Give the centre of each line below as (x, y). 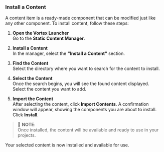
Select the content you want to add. (49, 89)
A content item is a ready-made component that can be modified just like (80, 18)
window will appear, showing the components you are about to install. (85, 110)
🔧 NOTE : (26, 125)
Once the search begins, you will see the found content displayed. (81, 84)
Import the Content (33, 99)
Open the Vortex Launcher (41, 33)
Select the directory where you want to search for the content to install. (86, 68)
